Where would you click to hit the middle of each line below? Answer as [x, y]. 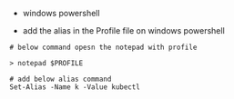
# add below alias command [61, 79]
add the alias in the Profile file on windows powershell [123, 30]
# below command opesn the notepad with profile [103, 47]
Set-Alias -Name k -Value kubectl [75, 87]
